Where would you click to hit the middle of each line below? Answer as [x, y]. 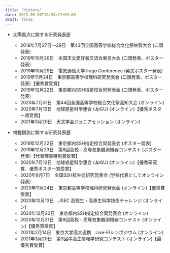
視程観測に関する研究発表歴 [42, 132]
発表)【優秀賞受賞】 [41, 83]
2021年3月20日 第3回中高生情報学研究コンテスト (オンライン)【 [89, 239]
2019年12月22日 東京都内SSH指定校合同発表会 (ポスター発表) [86, 144]
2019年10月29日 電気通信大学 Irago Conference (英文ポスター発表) [92, 71]
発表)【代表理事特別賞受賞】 [50, 156]
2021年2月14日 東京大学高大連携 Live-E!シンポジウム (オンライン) [92, 233]
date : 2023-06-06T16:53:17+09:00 [41, 15]
